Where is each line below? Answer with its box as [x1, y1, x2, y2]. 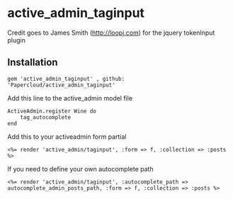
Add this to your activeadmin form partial [7, 132, 127, 141]
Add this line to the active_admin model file [7, 93, 133, 102]
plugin [7, 35, 26, 44]
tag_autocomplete [20, 113, 72, 121]
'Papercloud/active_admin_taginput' [7, 81, 115, 89]
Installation [7, 57, 58, 69]
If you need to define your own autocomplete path [7, 164, 154, 173]
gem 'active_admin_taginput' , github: [7, 75, 125, 82]
